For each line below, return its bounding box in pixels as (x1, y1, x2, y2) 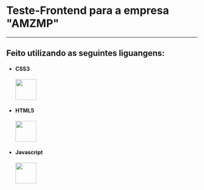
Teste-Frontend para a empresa (6, 4, 169, 18)
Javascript (15, 149, 43, 156)
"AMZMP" (6, 16, 59, 30)
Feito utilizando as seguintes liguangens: (6, 48, 165, 58)
